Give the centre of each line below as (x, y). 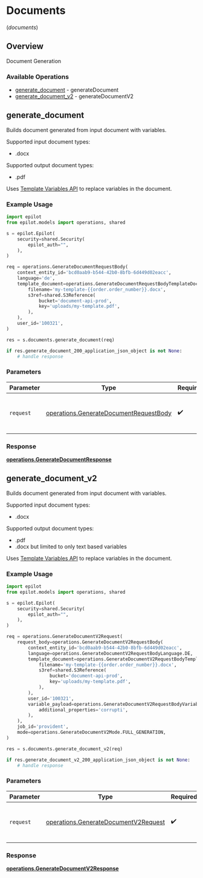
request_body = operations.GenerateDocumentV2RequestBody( (90, 642)
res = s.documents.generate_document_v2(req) (64, 749)
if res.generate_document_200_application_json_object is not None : (94, 351)
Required (184, 796)
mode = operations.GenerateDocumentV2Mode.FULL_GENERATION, (92, 733)
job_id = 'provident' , (43, 727)
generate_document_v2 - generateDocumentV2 (74, 96)
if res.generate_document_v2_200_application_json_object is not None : (98, 760)
